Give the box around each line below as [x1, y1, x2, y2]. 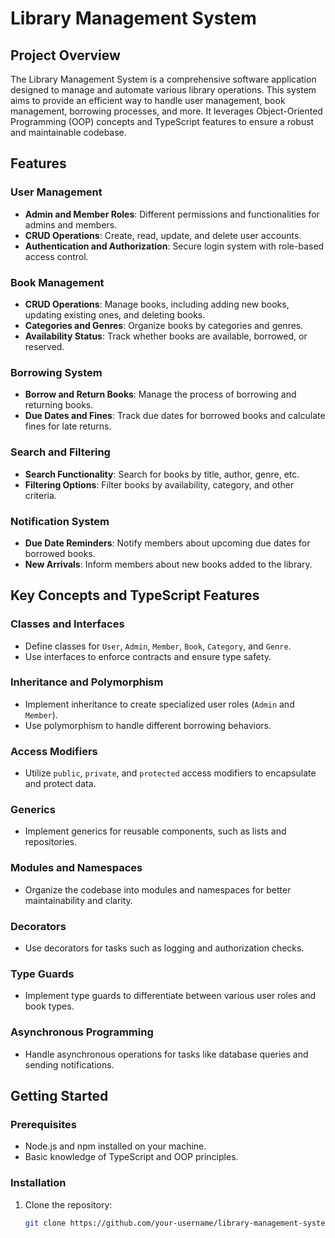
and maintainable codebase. [10, 127, 127, 138]
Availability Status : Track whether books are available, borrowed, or [24, 330, 308, 342]
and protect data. [24, 778, 97, 790]
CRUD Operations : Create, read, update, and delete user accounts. [24, 229, 302, 241]
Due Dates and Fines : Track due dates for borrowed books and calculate [24, 410, 326, 422]
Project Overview [10, 47, 121, 64]
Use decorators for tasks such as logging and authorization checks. [24, 942, 305, 954]
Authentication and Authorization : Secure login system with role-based [24, 240, 325, 252]
